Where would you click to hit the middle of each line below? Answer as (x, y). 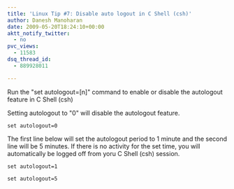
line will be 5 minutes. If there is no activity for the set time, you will (104, 146)
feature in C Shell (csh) (40, 99)
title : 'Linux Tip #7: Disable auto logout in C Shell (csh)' (100, 14)
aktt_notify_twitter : (39, 33)
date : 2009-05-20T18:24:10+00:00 (56, 27)
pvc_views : (23, 46)
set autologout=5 (32, 178)
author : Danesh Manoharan (45, 20)
